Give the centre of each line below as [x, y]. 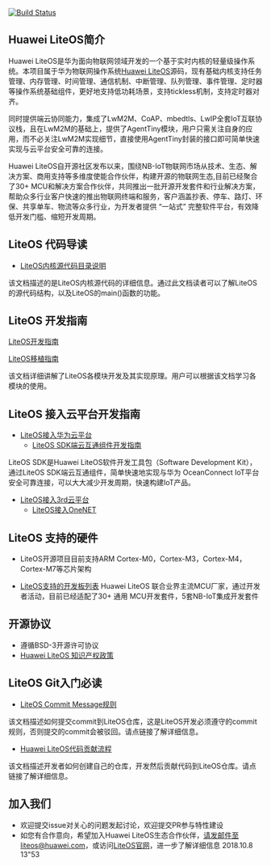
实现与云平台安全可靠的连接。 [58, 149]
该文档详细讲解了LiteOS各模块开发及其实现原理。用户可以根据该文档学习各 [132, 376]
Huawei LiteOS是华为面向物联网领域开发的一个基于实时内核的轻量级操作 [128, 61]
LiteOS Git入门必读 [55, 683]
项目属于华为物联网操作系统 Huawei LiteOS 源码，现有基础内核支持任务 [146, 71]
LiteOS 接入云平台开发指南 [75, 414]
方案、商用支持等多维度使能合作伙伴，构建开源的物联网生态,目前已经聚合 [136, 176]
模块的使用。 [29, 386]
